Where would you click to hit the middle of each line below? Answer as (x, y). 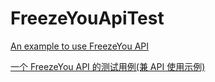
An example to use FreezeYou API (79, 46)
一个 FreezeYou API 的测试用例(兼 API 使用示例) (108, 66)
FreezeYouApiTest (87, 18)
